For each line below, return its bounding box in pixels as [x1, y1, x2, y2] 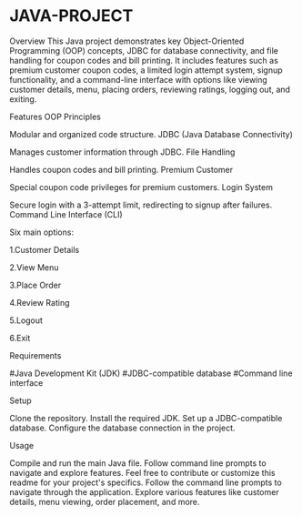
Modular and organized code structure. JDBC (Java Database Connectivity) [9, 128, 294, 139]
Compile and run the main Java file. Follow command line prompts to [9, 457, 267, 469]
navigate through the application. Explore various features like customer [9, 486, 279, 497]
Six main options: [9, 227, 75, 238]
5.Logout [9, 315, 44, 326]
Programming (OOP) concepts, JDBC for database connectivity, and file [9, 45, 279, 56]
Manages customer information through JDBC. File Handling [9, 147, 236, 157]
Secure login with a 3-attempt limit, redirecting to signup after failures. [9, 199, 273, 210]
